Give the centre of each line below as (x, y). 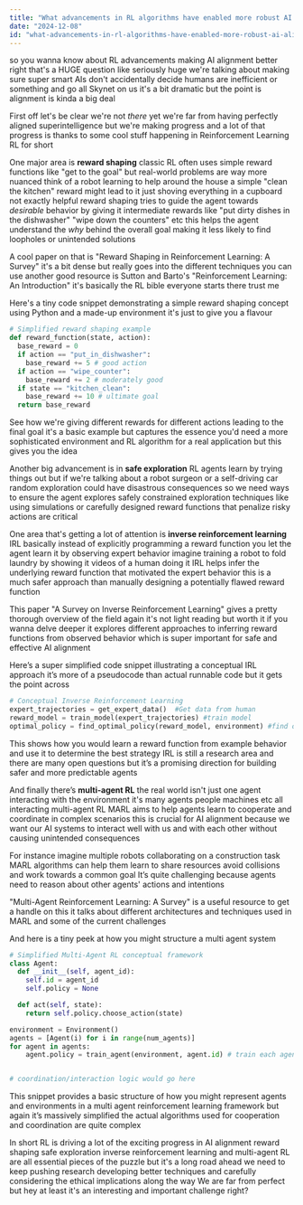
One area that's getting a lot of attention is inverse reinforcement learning (148, 534)
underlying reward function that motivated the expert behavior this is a (140, 573)
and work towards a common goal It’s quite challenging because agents (143, 874)
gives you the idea (44, 451)
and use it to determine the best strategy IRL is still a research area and (142, 753)
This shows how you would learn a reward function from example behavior (148, 743)
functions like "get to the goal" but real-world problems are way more (138, 172)
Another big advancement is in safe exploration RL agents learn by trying (146, 469)
